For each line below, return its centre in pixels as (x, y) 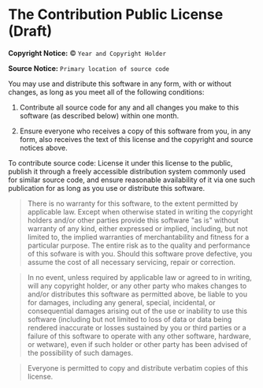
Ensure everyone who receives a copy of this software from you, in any (135, 131)
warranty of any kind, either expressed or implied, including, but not (137, 228)
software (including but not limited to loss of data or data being (130, 319)
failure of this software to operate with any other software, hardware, (139, 336)
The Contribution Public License (116, 15)
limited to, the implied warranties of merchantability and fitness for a (138, 237)
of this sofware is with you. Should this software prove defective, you (140, 253)
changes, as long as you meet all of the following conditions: (106, 91)
